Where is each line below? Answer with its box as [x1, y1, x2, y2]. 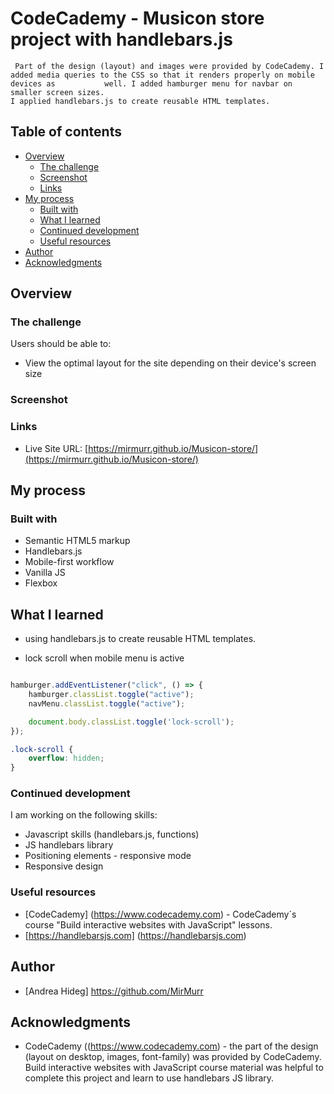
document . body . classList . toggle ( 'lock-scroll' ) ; [28, 717, 235, 727]
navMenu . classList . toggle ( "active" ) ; [28, 698, 186, 709]
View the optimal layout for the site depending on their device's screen [24, 357, 317, 369]
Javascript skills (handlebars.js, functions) [24, 828, 200, 841]
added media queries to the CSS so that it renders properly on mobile [10, 70, 315, 80]
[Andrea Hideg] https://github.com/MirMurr [24, 985, 204, 997]
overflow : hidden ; [28, 753, 105, 764]
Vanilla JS [24, 567, 66, 579]
